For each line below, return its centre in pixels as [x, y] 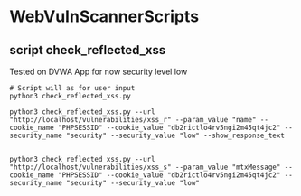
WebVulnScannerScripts [104, 17]
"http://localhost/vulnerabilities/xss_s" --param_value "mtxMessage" [145, 167]
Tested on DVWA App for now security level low [99, 71]
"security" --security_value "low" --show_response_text [175, 135]
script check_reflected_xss [88, 50]
